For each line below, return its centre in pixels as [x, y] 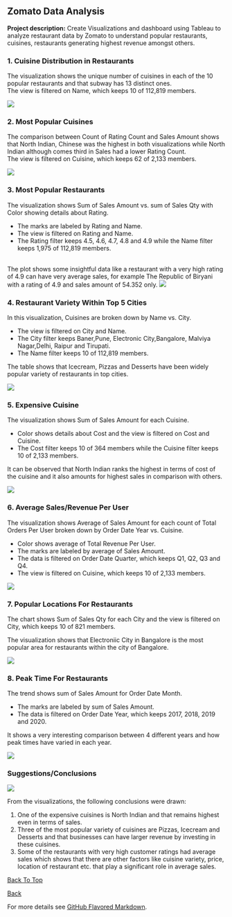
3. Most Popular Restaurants [56, 190]
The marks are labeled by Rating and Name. [80, 226]
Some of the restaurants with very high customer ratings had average [116, 852]
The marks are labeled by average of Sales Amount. [91, 550]
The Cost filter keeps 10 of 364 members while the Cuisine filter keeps [118, 448]
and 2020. [32, 722]
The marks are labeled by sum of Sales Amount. [86, 707]
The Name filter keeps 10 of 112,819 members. [83, 353]
